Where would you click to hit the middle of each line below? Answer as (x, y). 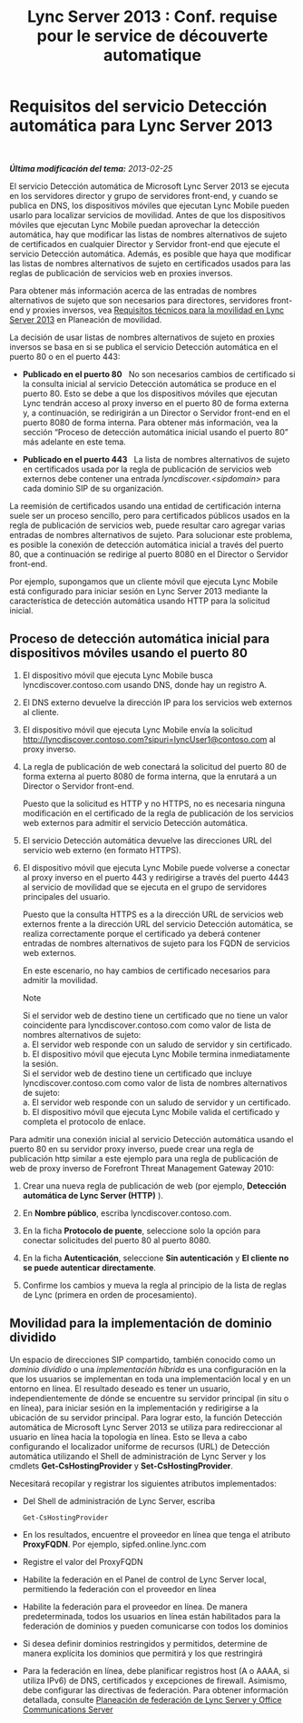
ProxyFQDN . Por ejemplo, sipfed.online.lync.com (114, 1544)
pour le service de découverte (152, 36)
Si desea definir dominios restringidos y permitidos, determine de (145, 1643)
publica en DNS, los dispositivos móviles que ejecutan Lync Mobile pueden (150, 205)
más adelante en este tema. (74, 442)
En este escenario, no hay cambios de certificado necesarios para (146, 971)
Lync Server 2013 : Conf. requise (152, 17)
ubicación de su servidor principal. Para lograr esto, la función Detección (146, 1417)
